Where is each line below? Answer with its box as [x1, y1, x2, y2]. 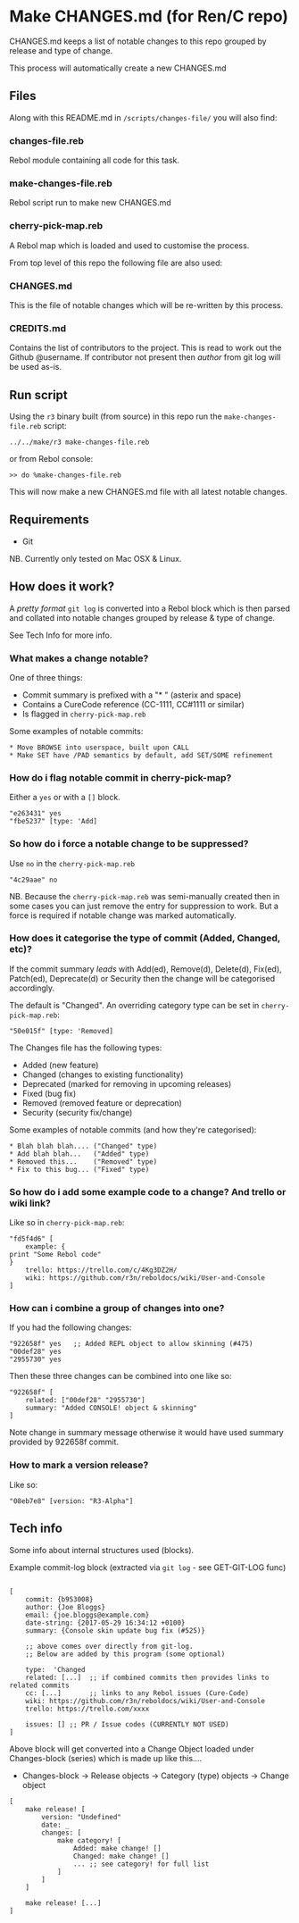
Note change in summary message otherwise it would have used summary [9, 1427, 284, 1438]
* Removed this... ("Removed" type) [9, 1157, 158, 1166]
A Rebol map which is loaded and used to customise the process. [9, 239, 250, 251]
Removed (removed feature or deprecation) [21, 1097, 183, 1108]
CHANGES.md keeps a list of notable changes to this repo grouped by [9, 36, 267, 46]
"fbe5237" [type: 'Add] [9, 817, 98, 826]
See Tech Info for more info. [9, 630, 112, 640]
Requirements [9, 512, 89, 528]
